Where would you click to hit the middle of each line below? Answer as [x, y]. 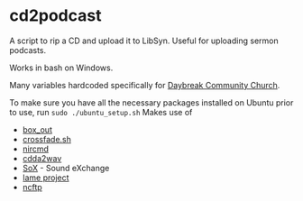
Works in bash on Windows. [61, 68]
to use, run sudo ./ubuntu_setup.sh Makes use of [101, 112]
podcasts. [28, 50]
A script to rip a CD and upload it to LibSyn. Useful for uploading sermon [144, 41]
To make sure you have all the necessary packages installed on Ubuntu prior [151, 102]
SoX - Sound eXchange [66, 168]
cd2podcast [55, 16]
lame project [46, 178]
